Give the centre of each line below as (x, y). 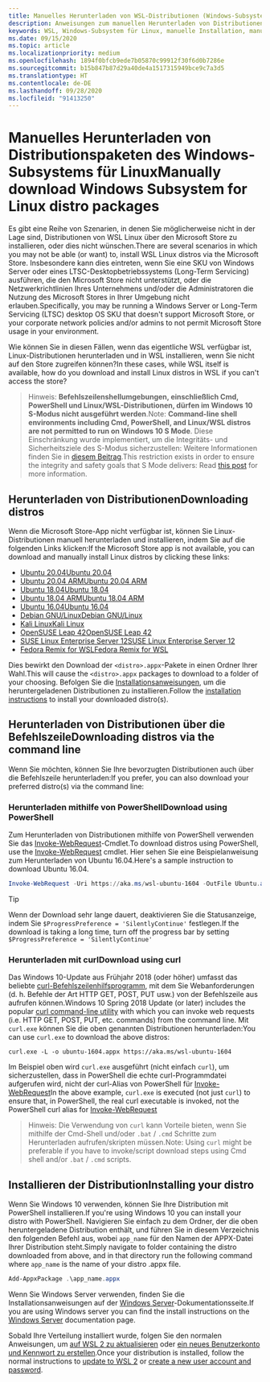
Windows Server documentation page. (72, 1320)
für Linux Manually (159, 172)
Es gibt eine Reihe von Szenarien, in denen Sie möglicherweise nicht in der (132, 229)
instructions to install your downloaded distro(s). (88, 699)
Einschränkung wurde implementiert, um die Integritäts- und (128, 440)
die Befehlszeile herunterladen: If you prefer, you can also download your (129, 777)
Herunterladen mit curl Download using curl (95, 959)
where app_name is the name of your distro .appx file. (95, 1264)
